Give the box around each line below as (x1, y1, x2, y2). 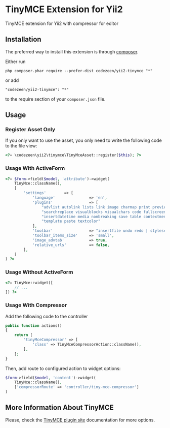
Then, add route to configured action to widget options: (5, 365, 121, 372)
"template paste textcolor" (41, 219, 101, 224)
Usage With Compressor (5, 301, 67, 309)
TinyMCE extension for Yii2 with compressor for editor (5, 20, 119, 26)
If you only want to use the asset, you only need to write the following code (5, 137, 162, 143)
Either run (5, 58, 26, 65)
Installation (5, 35, 41, 44)
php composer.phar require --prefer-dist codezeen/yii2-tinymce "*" (5, 68, 153, 73)
